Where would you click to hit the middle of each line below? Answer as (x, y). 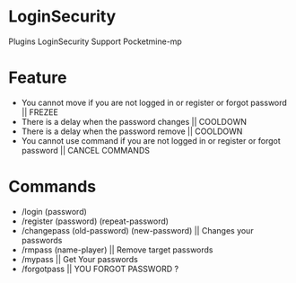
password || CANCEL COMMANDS (85, 150)
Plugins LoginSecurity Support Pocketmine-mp (96, 41)
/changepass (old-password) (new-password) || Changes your (137, 230)
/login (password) (54, 211)
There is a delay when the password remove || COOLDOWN (132, 131)
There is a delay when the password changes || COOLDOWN (134, 121)
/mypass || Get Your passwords (79, 259)
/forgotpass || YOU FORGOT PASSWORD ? (100, 269)
